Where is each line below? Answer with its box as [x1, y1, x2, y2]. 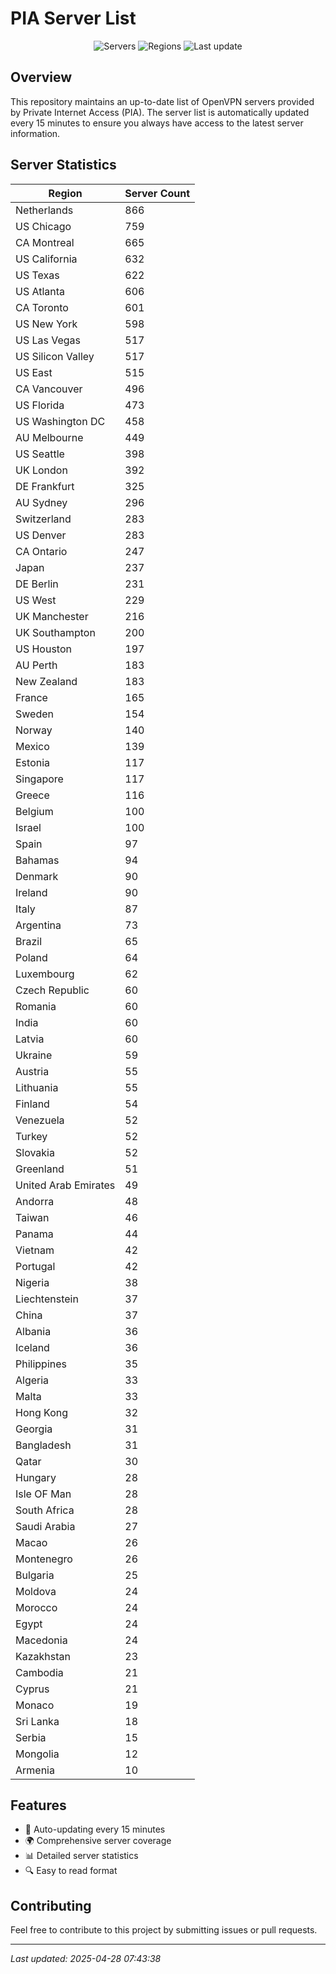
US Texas [15, 268, 60, 282]
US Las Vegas [15, 333, 82, 347]
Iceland [15, 1340, 50, 1354]
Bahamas [15, 853, 60, 867]
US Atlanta [15, 284, 66, 298]
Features [10, 1797, 67, 1814]
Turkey [15, 1129, 48, 1143]
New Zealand [15, 674, 78, 688]
